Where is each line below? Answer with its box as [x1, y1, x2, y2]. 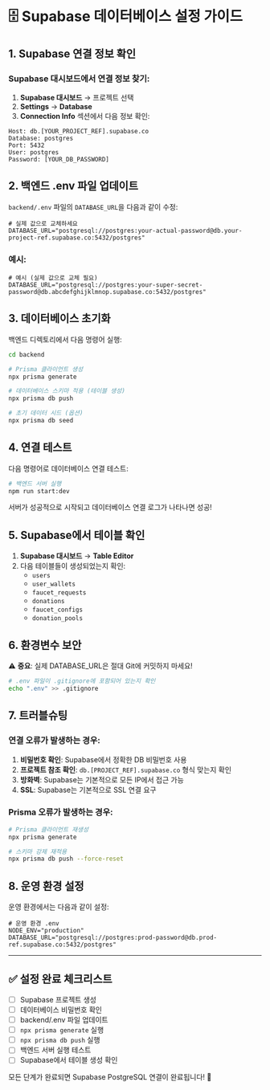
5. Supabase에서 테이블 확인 [8, 528, 145, 542]
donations [31, 598, 66, 606]
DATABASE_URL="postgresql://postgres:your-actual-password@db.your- [8, 227, 243, 235]
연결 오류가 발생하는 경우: [8, 735, 100, 746]
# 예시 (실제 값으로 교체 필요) [8, 274, 98, 282]
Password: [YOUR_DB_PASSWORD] [8, 155, 110, 163]
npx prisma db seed [8, 417, 74, 425]
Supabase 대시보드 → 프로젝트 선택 [19, 92, 134, 102]
